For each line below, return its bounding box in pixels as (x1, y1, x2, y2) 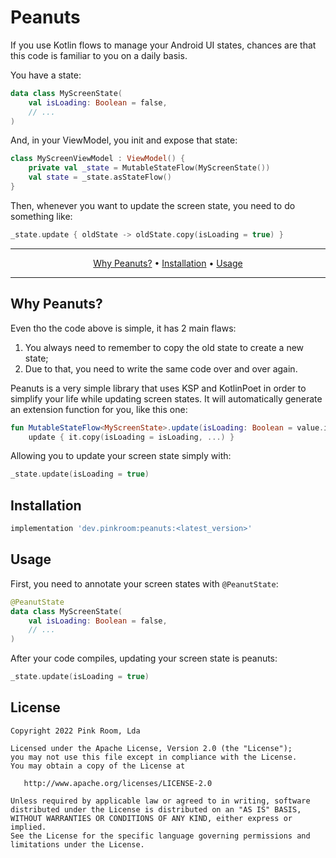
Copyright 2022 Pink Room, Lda (10, 726, 141, 736)
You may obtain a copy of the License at (10, 761, 186, 771)
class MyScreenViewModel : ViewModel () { (10, 154, 186, 164)
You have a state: (10, 69, 82, 81)
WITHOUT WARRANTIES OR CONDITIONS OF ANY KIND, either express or (10, 813, 293, 823)
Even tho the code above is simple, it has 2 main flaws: (10, 322, 237, 334)
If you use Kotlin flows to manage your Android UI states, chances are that (10, 39, 317, 51)
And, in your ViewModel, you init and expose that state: (10, 134, 238, 146)
